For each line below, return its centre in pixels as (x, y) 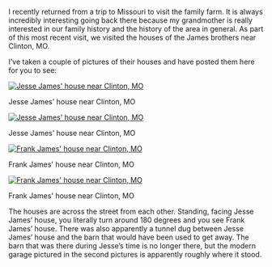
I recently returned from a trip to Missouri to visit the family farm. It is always (136, 12)
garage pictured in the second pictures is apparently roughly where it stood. (135, 254)
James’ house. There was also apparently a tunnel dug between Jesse (126, 229)
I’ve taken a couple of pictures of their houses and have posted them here (132, 61)
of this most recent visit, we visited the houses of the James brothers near (132, 37)
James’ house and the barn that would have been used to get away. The (129, 237)
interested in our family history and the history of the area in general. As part (136, 29)
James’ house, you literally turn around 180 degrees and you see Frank (127, 220)
